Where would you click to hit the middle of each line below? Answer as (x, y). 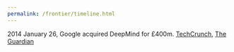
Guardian (21, 41)
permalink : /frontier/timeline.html (61, 14)
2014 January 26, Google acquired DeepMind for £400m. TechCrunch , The (117, 34)
